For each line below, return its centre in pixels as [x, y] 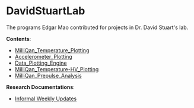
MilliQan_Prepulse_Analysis [48, 75]
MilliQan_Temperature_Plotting [52, 50]
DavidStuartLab [46, 11]
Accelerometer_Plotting [43, 56]
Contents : [19, 39]
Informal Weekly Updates [46, 99]
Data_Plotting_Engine [41, 63]
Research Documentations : [41, 87]
